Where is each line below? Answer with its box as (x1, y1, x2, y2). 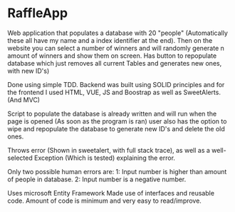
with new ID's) (7, 66, 50, 75)
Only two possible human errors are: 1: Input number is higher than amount (7, 167, 227, 176)
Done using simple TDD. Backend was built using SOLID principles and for (7, 80, 225, 89)
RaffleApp (7, 5, 68, 21)
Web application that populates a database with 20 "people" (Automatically (7, 29, 228, 37)
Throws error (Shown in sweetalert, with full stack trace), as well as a (7, 146, 210, 154)
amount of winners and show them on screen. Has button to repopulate (7, 51, 217, 60)
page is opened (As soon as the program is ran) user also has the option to (7, 116, 227, 126)
